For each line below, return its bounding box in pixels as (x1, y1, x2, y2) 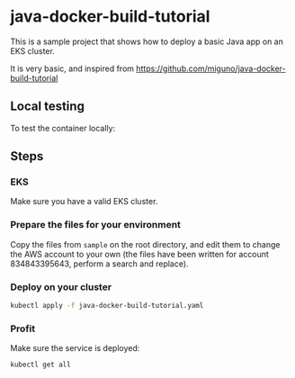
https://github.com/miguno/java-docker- (135, 63, 286, 74)
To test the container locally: (10, 122, 116, 133)
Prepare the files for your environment (10, 219, 181, 231)
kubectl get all (10, 360, 71, 370)
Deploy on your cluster (10, 281, 112, 293)
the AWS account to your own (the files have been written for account (10, 248, 269, 259)
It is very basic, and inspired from (10, 63, 134, 74)
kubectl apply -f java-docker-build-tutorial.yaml (10, 301, 204, 310)
